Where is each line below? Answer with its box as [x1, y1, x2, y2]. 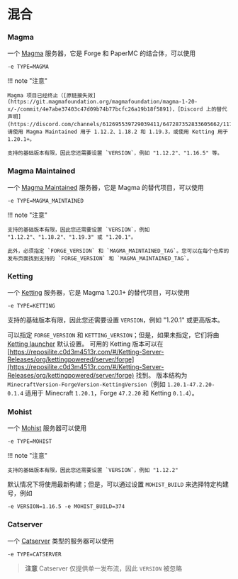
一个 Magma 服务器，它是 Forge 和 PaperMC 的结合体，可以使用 [7, 49, 196, 57]
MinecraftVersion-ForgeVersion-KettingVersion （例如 [7, 380, 166, 388]
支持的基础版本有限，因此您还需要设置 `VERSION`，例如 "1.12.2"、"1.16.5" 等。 [7, 150, 223, 157]
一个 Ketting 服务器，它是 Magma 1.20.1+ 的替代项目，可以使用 [7, 288, 190, 297]
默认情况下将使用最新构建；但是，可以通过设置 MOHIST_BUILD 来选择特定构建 [7, 480, 229, 489]
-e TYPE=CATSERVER [7, 551, 62, 558]
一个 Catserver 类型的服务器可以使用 [7, 536, 115, 545]
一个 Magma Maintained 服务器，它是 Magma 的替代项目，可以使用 [7, 183, 204, 191]
